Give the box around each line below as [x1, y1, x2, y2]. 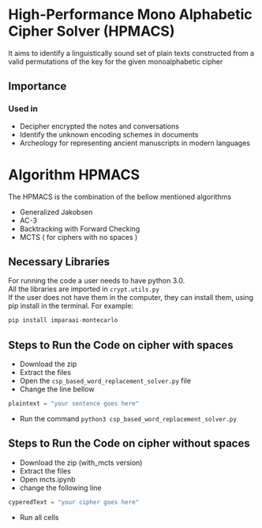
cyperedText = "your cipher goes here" [8, 498, 140, 506]
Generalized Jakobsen [19, 207, 93, 216]
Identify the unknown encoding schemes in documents [19, 129, 199, 139]
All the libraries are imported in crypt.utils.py [8, 284, 160, 294]
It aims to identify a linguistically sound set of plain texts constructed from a [8, 48, 255, 58]
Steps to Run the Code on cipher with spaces [8, 338, 234, 352]
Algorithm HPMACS [8, 166, 140, 183]
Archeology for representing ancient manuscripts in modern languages [19, 138, 251, 148]
